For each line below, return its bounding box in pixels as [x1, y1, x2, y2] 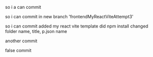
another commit [5, 38, 38, 44]
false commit [5, 48, 32, 53]
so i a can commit [5, 4, 41, 10]
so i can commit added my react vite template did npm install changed [5, 23, 149, 29]
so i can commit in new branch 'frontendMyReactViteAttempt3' [5, 14, 134, 19]
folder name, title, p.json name [5, 28, 67, 34]
